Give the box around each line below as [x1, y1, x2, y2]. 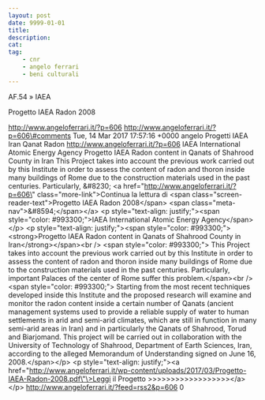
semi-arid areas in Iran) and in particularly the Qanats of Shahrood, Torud [8, 323, 247, 333]
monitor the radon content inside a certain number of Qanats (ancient [8, 298, 234, 308]
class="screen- [192, 189, 243, 199]
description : [8, 33, 51, 42]
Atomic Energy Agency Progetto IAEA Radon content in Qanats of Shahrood [8, 148, 254, 157]
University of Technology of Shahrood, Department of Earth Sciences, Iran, [8, 340, 252, 350]
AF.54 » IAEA [8, 92, 51, 101]
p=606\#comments [8, 131, 72, 140]
